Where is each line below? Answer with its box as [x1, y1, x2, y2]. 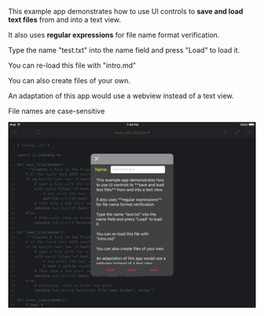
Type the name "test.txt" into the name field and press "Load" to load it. [8, 46, 240, 54]
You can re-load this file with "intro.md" [8, 61, 137, 70]
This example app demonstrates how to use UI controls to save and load [8, 7, 244, 16]
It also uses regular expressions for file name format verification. [8, 31, 220, 39]
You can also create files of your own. [8, 76, 131, 85]
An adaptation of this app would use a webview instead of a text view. [8, 91, 234, 101]
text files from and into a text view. [8, 15, 122, 24]
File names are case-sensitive [8, 106, 105, 116]
